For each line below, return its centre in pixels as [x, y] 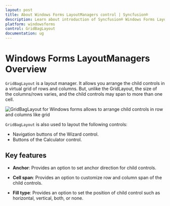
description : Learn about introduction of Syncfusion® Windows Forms [80, 19]
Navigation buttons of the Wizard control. [56, 134]
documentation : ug [25, 33]
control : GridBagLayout [30, 29]
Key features [26, 156]
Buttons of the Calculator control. [47, 139]
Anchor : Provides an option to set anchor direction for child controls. [84, 168]
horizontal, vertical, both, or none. [48, 198]
